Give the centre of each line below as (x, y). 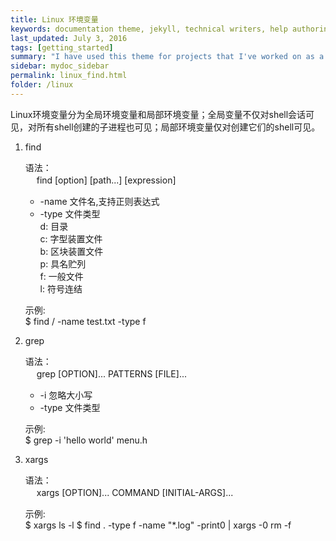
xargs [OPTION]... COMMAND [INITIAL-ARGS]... (135, 492)
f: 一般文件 (61, 276)
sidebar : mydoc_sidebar (60, 66)
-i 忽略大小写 (66, 395)
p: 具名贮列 (63, 263)
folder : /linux (42, 85)
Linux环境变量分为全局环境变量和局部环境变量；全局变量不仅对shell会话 (158, 114)
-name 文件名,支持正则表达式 (99, 201)
